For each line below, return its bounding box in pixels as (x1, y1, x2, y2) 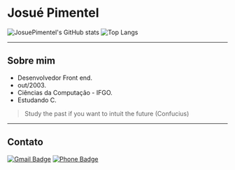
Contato (7, 136, 43, 148)
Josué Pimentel (7, 5, 99, 21)
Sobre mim (7, 55, 56, 67)
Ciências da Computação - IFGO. (17, 88, 113, 97)
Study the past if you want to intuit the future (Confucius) (24, 109, 190, 118)
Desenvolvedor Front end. (17, 73, 93, 82)
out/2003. (17, 80, 47, 89)
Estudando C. (17, 96, 57, 104)
